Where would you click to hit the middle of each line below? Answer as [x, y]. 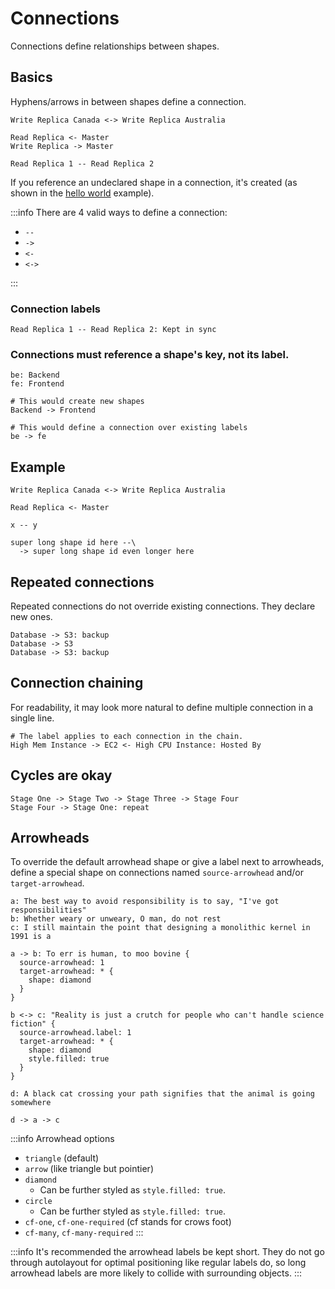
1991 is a [31, 937]
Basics [31, 77]
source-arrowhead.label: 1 [75, 1033]
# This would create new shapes [77, 402]
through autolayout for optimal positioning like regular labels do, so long [158, 1263]
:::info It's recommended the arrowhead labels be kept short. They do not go [167, 1252]
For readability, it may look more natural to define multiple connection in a [162, 707]
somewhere [31, 1103]
